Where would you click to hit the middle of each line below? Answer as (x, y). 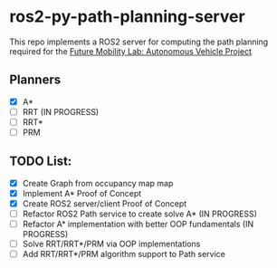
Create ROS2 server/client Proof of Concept (105, 203)
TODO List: (41, 162)
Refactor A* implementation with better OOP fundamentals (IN (138, 225)
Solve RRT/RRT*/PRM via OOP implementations (111, 244)
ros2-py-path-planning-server (128, 17)
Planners (35, 80)
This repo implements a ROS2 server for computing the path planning (139, 42)
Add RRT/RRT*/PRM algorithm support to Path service (124, 254)
